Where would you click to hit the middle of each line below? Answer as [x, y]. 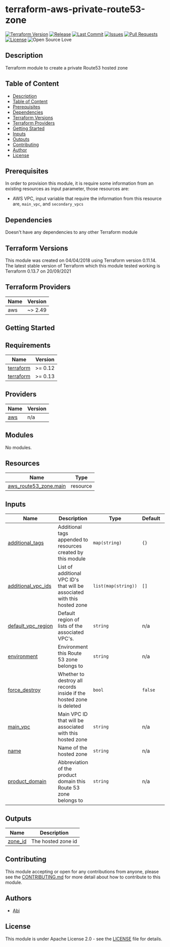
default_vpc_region [30, 626]
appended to [73, 540]
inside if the [72, 693]
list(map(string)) [115, 586]
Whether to [71, 674]
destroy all [70, 681]
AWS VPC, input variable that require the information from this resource [87, 198]
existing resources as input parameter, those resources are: [67, 189]
